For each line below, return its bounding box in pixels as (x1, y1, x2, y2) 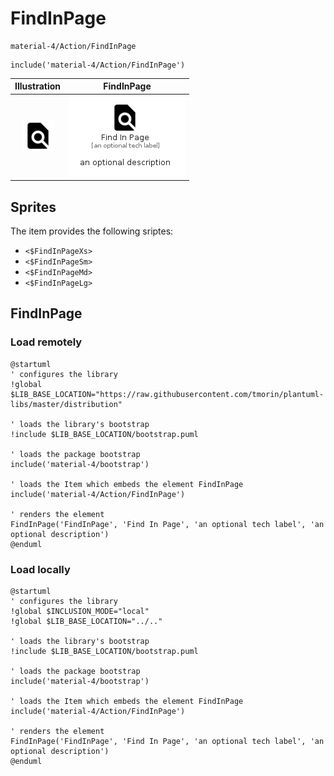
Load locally (10, 562, 71, 576)
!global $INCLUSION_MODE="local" (10, 606, 150, 616)
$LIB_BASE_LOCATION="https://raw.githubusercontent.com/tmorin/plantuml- (10, 389, 325, 399)
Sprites (10, 198, 57, 216)
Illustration (14, 80, 62, 92)
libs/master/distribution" (10, 399, 123, 409)
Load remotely (10, 335, 83, 349)
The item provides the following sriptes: (10, 225, 174, 237)
